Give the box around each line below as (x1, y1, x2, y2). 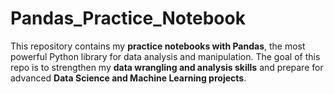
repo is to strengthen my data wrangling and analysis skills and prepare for (10, 61, 324, 73)
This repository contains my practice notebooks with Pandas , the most (10, 40, 306, 52)
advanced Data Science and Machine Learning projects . (10, 72, 247, 84)
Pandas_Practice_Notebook (10, 7, 246, 30)
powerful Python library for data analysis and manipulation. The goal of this (10, 50, 321, 62)
